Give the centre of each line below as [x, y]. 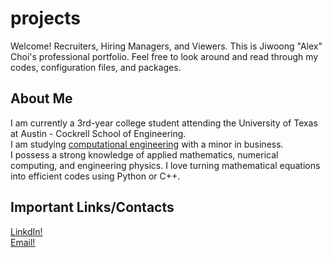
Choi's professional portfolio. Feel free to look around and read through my [164, 56]
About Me [41, 98]
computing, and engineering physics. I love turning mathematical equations [165, 165]
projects [46, 18]
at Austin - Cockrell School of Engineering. [98, 133]
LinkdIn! [26, 231]
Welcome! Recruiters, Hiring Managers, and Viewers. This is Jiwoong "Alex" [166, 46]
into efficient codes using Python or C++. [95, 176]
